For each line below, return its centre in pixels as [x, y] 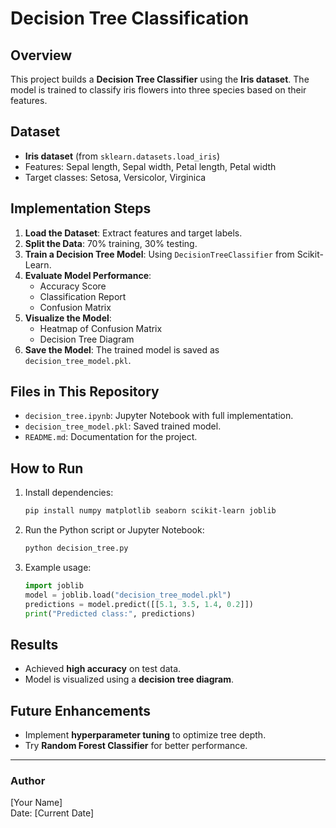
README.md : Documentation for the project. [111, 437]
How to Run [47, 468]
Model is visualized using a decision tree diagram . [129, 679]
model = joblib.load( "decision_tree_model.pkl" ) [128, 595]
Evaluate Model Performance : [88, 275]
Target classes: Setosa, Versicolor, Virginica [115, 177]
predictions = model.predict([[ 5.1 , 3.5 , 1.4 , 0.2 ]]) [139, 604]
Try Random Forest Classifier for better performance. [136, 746]
